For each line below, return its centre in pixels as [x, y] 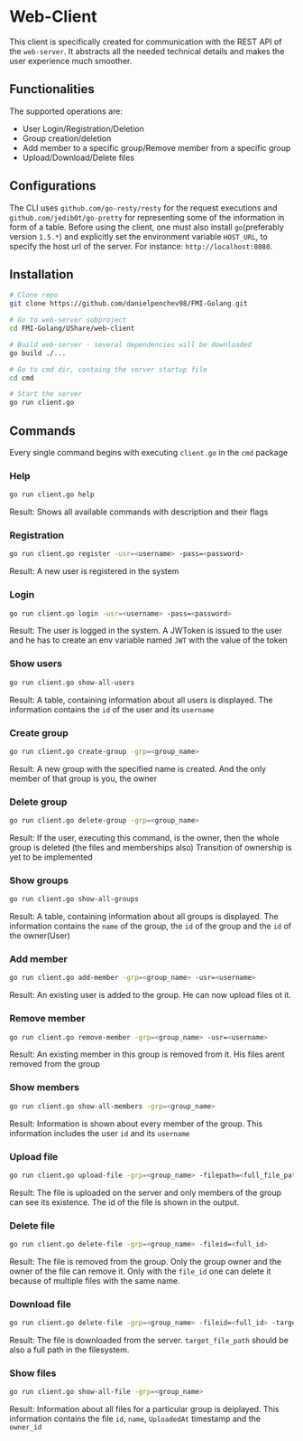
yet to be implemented [51, 857]
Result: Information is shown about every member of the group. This [136, 1124]
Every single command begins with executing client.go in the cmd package [149, 452]
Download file [41, 1304]
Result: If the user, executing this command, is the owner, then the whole [144, 837]
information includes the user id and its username [100, 1133]
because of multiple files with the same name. [95, 1281]
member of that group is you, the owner [83, 778]
